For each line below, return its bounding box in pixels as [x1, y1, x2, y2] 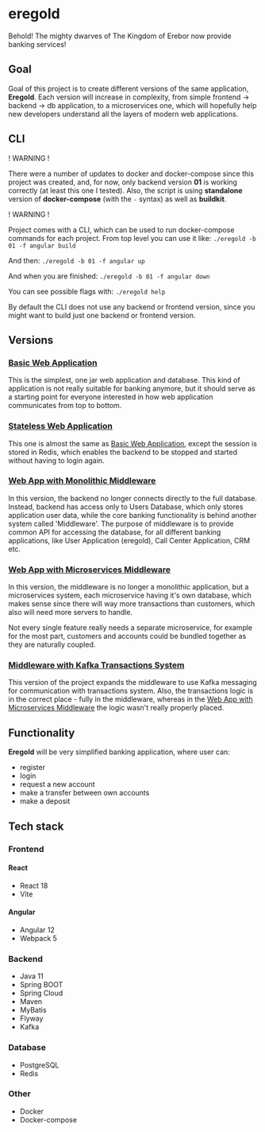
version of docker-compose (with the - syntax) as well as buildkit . [8, 194, 227, 204]
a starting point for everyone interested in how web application [8, 392, 213, 402]
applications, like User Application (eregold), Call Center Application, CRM [8, 535, 251, 545]
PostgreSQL [19, 1060, 60, 1070]
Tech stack [8, 819, 64, 833]
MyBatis [19, 1006, 47, 1015]
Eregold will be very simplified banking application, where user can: [8, 747, 230, 757]
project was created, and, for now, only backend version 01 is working [8, 177, 238, 187]
